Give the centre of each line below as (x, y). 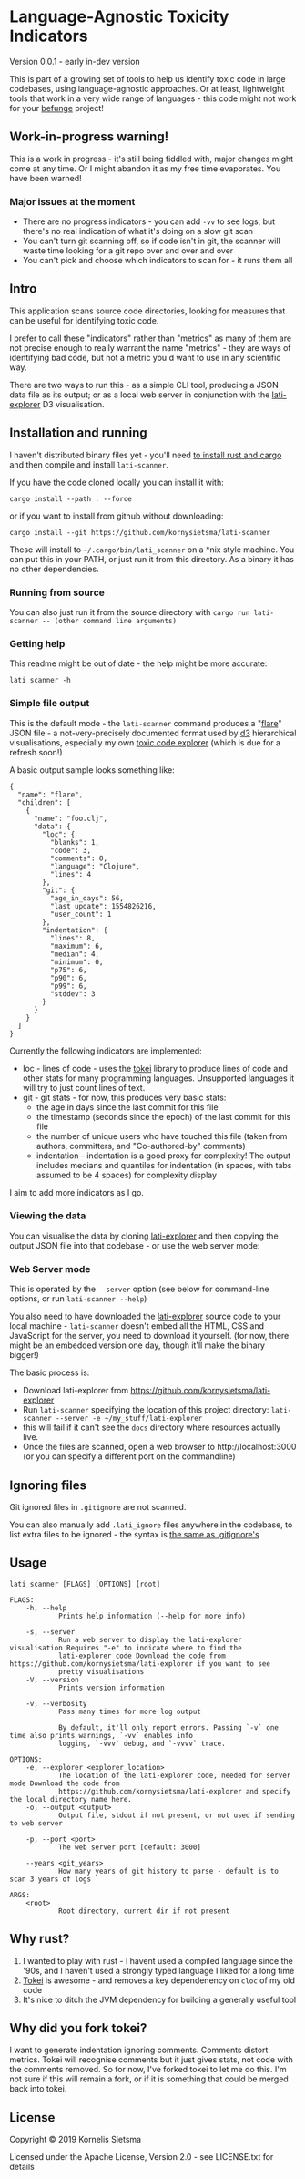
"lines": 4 (71, 874)
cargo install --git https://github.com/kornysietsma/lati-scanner (140, 532)
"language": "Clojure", (95, 866)
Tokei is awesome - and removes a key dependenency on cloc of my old (159, 1980)
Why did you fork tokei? (78, 2028)
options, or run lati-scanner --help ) (78, 1299)
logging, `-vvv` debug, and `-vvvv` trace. (142, 1743)
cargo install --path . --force (71, 498)
